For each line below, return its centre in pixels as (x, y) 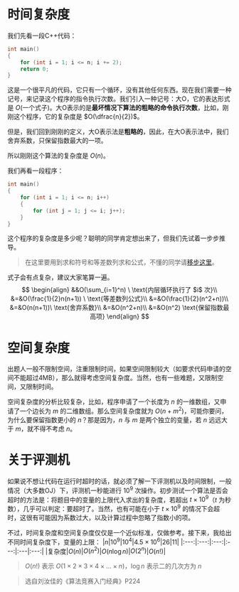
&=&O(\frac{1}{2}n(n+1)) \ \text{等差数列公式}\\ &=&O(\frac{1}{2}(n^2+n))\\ (119, 298)
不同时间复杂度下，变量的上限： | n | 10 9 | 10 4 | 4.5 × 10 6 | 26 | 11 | (94, 541)
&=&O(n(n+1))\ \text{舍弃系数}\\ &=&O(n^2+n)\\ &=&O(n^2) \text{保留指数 (116, 308)
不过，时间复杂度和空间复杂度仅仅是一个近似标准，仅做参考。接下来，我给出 (119, 532)
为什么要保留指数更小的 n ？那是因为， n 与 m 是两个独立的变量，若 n (107, 420)
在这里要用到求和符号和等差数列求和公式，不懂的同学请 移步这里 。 (121, 262)
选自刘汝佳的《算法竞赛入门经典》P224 (83, 581)
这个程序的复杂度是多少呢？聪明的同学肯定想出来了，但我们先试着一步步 (113, 238)
